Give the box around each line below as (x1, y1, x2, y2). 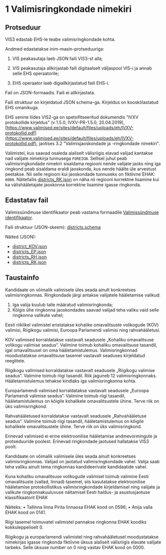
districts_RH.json (12, 254, 47, 260)
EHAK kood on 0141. (5, 509, 47, 515)
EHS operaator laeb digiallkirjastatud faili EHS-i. (12, 80, 110, 86)
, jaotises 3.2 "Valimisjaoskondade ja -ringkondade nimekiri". (36, 140, 160, 146)
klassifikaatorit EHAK (5, 494, 48, 500)
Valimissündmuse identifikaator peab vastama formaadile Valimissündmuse (5, 209, 159, 215)
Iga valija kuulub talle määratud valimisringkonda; (12, 302, 113, 308)
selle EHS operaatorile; (12, 70, 59, 76)
